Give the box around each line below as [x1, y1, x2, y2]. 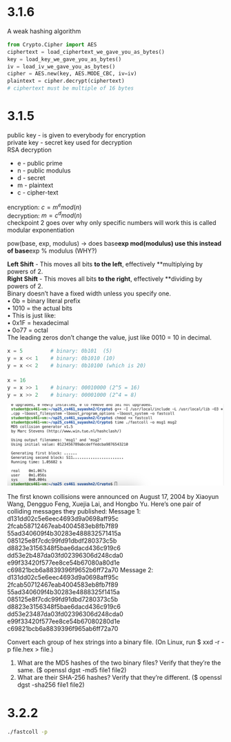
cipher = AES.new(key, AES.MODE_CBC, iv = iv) [7, 70, 137, 77]
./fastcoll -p [7, 729, 48, 736]
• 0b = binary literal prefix [7, 297, 81, 305]
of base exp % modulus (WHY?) [7, 246, 98, 255]
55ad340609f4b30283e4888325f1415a [7, 588, 121, 596]
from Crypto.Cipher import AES [7, 41, 97, 48]
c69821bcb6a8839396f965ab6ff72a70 [7, 625, 119, 633]
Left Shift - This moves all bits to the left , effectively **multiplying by [7, 260, 203, 269]
